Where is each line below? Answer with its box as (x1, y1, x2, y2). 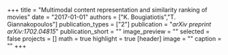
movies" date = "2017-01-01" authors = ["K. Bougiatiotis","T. (7, 13, 176, 21)
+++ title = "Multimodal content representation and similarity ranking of (7, 6, 208, 14)
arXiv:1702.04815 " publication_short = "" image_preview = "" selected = (7, 27, 210, 35)
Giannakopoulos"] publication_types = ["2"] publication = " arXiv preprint (7, 20, 212, 28)
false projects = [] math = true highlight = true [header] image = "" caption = (7, 35, 222, 43)
